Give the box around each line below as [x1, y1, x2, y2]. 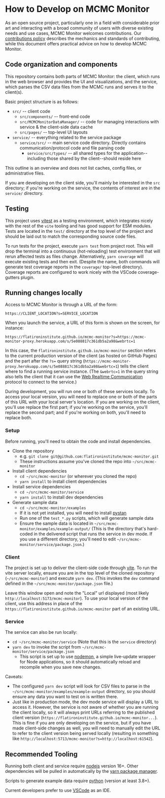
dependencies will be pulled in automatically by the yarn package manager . [5, 768, 159, 774]
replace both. [5, 415, 32, 421]
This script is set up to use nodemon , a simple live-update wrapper [19, 653, 156, 659]
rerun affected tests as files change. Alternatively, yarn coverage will [5, 253, 144, 259]
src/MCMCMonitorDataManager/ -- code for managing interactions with [19, 118, 159, 124]
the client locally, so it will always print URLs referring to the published [12, 709, 155, 716]
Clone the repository [12, 448, 54, 454]
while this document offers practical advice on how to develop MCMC [5, 40, 147, 46]
